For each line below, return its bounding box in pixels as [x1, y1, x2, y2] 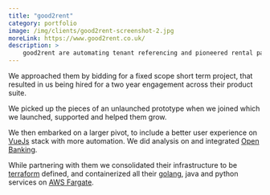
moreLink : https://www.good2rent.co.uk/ [8, 34, 146, 43]
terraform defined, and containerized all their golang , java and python [8, 169, 239, 178]
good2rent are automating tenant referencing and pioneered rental [22, 49, 253, 57]
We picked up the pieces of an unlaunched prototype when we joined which [8, 104, 260, 113]
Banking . [8, 145, 38, 154]
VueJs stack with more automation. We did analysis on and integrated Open [8, 136, 260, 145]
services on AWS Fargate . [8, 177, 94, 187]
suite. [8, 88, 27, 97]
